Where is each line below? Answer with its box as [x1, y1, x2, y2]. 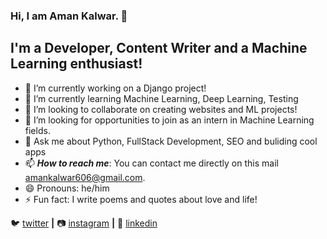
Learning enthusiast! [10, 55, 143, 73]
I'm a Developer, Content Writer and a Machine [10, 40, 308, 57]
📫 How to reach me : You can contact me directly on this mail [24, 157, 279, 169]
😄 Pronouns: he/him [24, 182, 110, 194]
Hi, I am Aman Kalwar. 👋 [10, 9, 128, 23]
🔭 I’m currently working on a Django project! [24, 82, 207, 94]
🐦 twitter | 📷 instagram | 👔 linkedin [10, 217, 158, 229]
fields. [24, 124, 51, 136]
